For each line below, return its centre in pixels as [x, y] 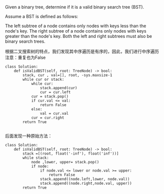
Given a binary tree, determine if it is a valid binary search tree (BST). [75, 7]
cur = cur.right [48, 118]
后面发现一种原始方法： [29, 136]
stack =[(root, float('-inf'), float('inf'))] [71, 154]
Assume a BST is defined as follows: [42, 16]
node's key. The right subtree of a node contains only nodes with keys [76, 31]
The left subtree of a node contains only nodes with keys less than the [76, 26]
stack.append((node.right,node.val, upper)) [86, 183]
